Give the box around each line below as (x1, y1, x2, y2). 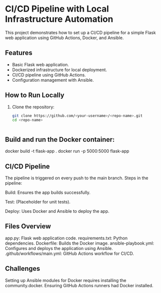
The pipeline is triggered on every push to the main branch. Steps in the (5, 175, 149, 181)
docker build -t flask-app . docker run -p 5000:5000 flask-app (5, 148, 129, 154)
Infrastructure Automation (5, 14, 113, 25)
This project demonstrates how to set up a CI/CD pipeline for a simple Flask (5, 29, 156, 35)
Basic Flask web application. (12, 61, 69, 67)
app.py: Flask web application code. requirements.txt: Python (5, 235, 128, 241)
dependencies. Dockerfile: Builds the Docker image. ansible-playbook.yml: (5, 240, 154, 246)
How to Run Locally (5, 91, 64, 100)
